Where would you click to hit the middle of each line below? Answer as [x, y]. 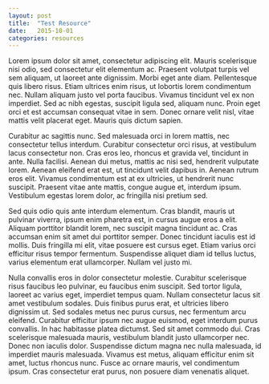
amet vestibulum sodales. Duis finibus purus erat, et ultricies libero [118, 303]
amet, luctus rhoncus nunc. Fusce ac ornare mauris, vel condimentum [124, 363]
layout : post [30, 16]
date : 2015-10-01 [41, 30]
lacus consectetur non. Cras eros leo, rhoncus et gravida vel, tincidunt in [128, 153]
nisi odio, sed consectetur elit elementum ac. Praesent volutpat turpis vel [129, 70]
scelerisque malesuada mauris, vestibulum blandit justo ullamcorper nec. [129, 338]
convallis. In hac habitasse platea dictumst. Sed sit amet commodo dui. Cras [134, 329]
